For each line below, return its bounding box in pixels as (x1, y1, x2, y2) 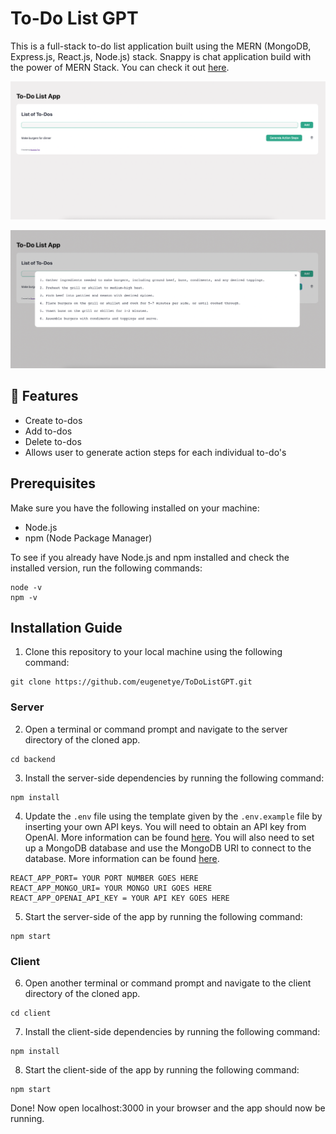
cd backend (10, 754, 56, 764)
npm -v (10, 592, 38, 602)
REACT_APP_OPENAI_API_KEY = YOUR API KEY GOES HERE (10, 893, 230, 903)
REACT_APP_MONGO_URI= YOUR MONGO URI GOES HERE (10, 883, 213, 893)
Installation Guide (10, 619, 123, 636)
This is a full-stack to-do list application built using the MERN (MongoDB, (10, 40, 312, 52)
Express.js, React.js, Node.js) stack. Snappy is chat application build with (10, 50, 312, 62)
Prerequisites (10, 475, 96, 492)
